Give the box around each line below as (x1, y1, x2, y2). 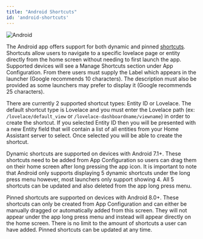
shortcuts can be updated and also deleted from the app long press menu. (6, 182, 192, 189)
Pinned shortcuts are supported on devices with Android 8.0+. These (6, 194, 179, 201)
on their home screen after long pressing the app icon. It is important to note (6, 163, 197, 170)
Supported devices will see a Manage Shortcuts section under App (6, 62, 174, 70)
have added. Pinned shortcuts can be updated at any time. (6, 226, 153, 233)
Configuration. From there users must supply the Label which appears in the (6, 68, 197, 76)
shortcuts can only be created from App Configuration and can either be (6, 200, 187, 208)
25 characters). (6, 88, 45, 95)
